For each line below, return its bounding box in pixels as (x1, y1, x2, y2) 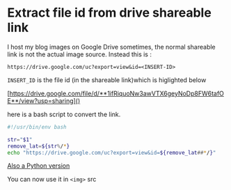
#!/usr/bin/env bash (7, 123, 67, 130)
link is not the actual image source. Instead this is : (7, 50, 152, 58)
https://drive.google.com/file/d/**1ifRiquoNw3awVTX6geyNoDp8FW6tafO (9, 89, 225, 97)
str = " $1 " (7, 136, 33, 143)
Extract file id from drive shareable (7, 5, 212, 21)
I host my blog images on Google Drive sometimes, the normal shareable (7, 42, 216, 51)
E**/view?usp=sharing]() (7, 96, 81, 105)
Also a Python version (7, 161, 70, 170)
